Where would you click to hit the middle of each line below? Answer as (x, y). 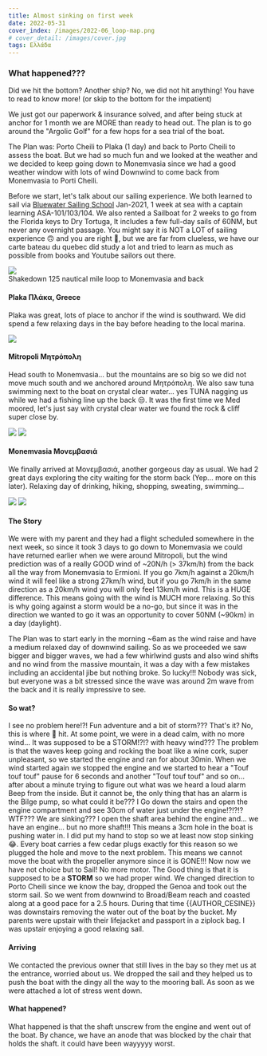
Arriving (22, 948)
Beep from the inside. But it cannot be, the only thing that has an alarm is (128, 794)
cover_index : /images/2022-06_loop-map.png (82, 30)
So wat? (22, 707)
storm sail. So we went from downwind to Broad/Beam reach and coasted (130, 895)
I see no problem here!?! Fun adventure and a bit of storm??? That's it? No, (131, 726)
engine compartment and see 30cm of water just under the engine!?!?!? (126, 810)
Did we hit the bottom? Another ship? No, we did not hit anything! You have (132, 91)
